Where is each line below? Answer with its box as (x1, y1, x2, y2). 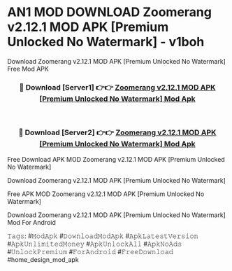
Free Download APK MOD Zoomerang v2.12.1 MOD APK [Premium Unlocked (7, 155, 225, 163)
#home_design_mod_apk (7, 255, 79, 263)
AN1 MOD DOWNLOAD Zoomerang (7, 4, 212, 20)
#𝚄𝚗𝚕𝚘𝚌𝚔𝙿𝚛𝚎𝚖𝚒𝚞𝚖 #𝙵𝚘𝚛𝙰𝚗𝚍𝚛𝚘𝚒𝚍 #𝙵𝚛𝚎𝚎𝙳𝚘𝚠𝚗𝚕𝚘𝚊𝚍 (7, 247, 173, 256)
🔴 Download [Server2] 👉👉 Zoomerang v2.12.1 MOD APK (18, 127, 217, 137)
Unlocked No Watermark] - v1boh (7, 34, 205, 50)
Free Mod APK (7, 64, 49, 73)
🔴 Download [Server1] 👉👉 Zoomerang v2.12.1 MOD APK (19, 82, 216, 92)
